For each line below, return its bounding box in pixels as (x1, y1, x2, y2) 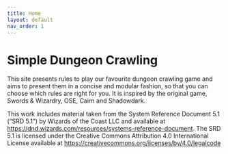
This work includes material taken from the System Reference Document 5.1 (7, 110, 220, 118)
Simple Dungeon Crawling (7, 52, 158, 68)
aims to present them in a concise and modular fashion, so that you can (7, 82, 208, 90)
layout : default (7, 16, 53, 23)
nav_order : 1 (7, 23, 44, 29)
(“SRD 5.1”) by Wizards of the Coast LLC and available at (7, 117, 166, 125)
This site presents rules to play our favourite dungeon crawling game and (7, 75, 213, 83)
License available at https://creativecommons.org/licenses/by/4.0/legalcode (7, 139, 221, 147)
